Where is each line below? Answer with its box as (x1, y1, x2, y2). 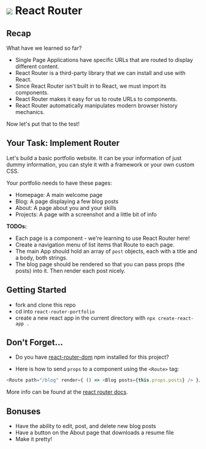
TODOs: (6, 222, 28, 230)
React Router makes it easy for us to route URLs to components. (15, 96, 178, 102)
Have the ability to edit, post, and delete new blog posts (15, 423, 156, 430)
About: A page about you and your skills (15, 204, 116, 212)
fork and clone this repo (15, 301, 76, 309)
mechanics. (15, 109, 45, 115)
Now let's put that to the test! (6, 120, 80, 128)
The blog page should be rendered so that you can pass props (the (15, 260, 185, 267)
